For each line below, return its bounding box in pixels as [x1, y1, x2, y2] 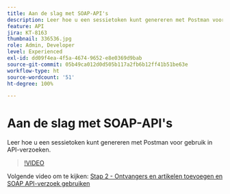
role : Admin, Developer [7, 42, 75, 49]
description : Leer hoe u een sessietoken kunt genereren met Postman [7, 16, 210, 23]
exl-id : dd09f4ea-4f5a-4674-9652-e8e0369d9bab [7, 55, 142, 62]
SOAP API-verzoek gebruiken [7, 180, 90, 188]
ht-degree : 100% [7, 80, 53, 87]
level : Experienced [7, 49, 63, 56]
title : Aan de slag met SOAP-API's [7, 10, 109, 17]
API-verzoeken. [7, 145, 51, 154]
